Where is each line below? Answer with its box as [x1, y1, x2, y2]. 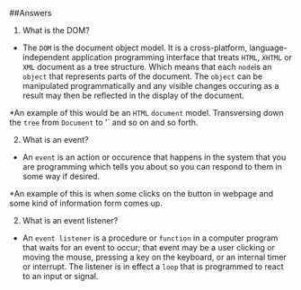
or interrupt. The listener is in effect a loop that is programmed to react [22, 261, 285, 272]
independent [22, 52, 70, 62]
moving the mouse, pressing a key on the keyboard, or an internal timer [22, 251, 288, 262]
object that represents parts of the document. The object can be [22, 71, 263, 82]
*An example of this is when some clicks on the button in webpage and [9, 189, 274, 198]
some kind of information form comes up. [9, 198, 164, 208]
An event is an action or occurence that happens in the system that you [22, 152, 287, 163]
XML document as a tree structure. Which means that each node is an [22, 62, 272, 72]
